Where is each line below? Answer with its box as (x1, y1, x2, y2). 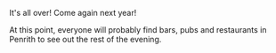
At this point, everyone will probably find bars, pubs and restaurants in (9, 25, 267, 34)
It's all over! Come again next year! (9, 8, 137, 18)
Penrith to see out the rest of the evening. (9, 34, 162, 44)
